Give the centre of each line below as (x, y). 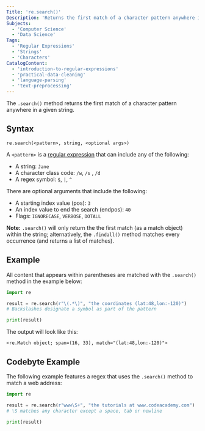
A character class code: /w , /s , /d (58, 172)
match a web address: (34, 383)
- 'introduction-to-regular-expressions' (65, 69)
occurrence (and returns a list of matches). (60, 241)
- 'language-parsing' (39, 80)
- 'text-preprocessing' (42, 86)
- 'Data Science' (34, 35)
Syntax (20, 129)
